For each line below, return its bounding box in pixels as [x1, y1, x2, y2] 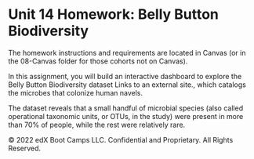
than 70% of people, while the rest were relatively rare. [8, 120, 186, 129]
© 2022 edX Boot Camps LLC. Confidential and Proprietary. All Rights [8, 135, 234, 144]
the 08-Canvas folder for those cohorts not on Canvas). [8, 56, 188, 66]
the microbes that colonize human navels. [8, 88, 143, 97]
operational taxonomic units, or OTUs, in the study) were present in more [8, 111, 244, 121]
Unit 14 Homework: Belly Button [8, 5, 220, 23]
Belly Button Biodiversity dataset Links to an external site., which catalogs [8, 80, 247, 89]
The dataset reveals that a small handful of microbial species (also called [8, 103, 244, 113]
